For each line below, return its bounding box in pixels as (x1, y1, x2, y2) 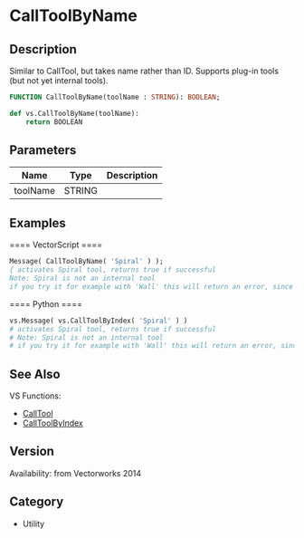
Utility (22, 518, 45, 529)
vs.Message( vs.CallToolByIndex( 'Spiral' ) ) (9, 316, 188, 325)
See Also (9, 366, 61, 381)
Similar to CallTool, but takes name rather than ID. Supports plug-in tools (9, 65, 279, 76)
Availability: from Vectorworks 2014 (9, 467, 142, 478)
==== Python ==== (9, 298, 83, 309)
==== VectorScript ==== (9, 239, 103, 250)
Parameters (9, 142, 77, 159)
